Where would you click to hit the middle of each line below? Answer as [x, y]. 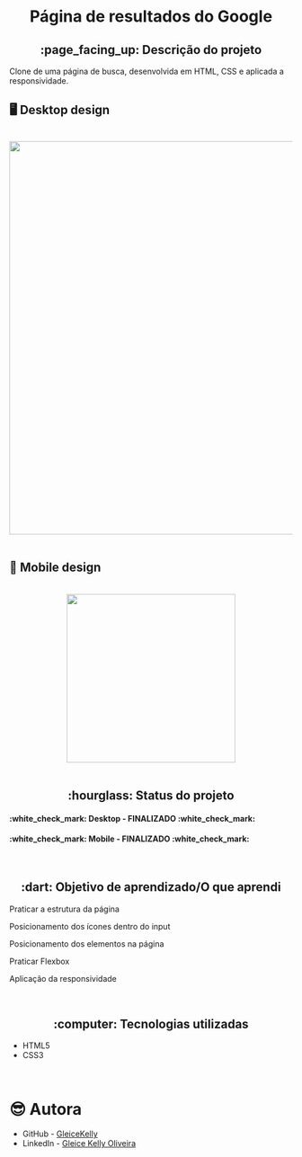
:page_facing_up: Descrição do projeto [151, 50]
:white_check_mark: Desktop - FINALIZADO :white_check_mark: [133, 818]
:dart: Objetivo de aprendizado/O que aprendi [151, 887]
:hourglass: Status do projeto [151, 796]
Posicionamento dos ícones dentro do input [90, 926]
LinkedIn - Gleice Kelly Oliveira [79, 1144]
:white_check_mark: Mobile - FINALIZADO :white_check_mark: [129, 839]
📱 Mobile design [55, 568]
